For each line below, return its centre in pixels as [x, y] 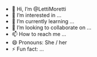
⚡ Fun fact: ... [28, 49]
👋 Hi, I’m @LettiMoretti [39, 9]
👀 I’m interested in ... [36, 15]
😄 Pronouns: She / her [39, 42]
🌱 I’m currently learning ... [43, 21]
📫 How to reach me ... [39, 34]
